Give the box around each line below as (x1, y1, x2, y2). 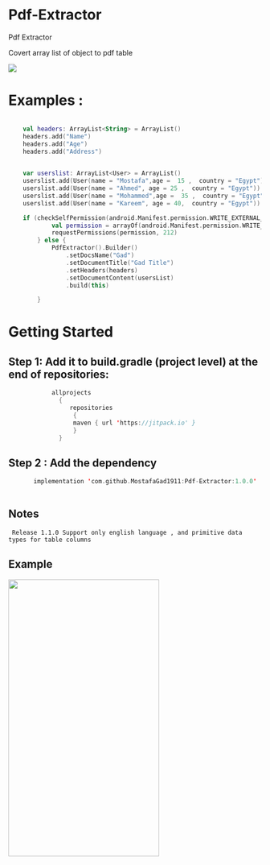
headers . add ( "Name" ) (22, 132, 92, 140)
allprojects (51, 389, 92, 397)
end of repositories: (8, 367, 110, 381)
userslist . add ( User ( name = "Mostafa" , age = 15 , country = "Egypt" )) (22, 177, 268, 185)
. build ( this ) (65, 281, 110, 289)
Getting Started (8, 323, 114, 341)
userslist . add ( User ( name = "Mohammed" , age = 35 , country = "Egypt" (22, 192, 264, 200)
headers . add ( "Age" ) (22, 139, 88, 148)
